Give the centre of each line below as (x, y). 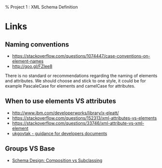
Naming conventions (37, 44)
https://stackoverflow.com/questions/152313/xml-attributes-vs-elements (84, 118)
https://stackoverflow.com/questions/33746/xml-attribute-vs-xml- (78, 123)
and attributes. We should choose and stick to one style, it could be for (75, 81)
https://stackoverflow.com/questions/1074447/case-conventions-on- (81, 56)
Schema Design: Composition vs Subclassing (57, 160)
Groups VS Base (30, 149)
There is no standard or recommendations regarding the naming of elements (81, 76)
